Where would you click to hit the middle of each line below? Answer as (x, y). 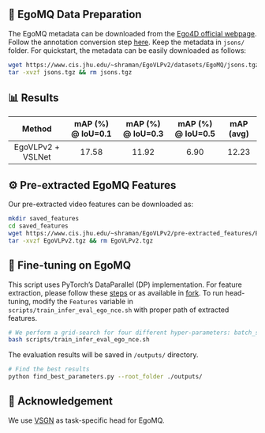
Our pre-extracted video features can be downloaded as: (101, 204)
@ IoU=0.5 (195, 134)
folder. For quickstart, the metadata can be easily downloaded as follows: (127, 50)
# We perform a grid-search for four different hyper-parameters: (119, 333)
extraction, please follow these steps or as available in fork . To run (116, 292)
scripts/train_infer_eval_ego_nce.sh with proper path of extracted (119, 310)
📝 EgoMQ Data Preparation (75, 15)
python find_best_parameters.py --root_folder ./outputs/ (105, 377)
